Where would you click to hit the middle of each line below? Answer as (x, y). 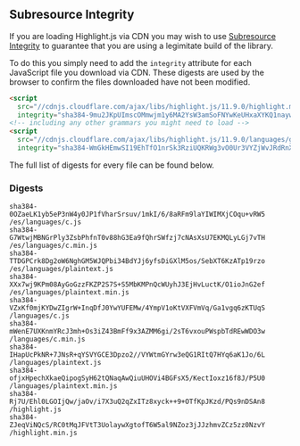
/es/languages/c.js (46, 222)
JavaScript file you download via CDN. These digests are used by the (137, 72)
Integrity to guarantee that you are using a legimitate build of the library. (142, 45)
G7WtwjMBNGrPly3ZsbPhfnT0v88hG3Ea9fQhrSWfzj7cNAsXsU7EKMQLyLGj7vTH (137, 238)
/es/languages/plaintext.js (62, 269)
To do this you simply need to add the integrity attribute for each (131, 62)
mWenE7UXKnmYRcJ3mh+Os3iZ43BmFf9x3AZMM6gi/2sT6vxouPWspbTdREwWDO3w (137, 332)
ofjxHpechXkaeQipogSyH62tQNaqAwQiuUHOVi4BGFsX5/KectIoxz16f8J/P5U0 (137, 378)
